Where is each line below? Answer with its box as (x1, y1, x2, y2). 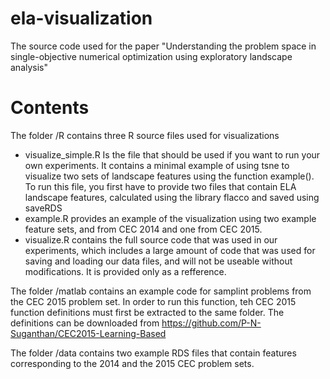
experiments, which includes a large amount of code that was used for (24, 244, 316, 256)
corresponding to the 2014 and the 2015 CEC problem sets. (10, 357, 255, 369)
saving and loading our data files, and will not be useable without (24, 255, 293, 267)
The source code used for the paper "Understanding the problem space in (10, 40, 317, 52)
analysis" (10, 61, 49, 73)
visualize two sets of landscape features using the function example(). (24, 170, 315, 182)
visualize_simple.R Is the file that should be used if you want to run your (24, 148, 321, 161)
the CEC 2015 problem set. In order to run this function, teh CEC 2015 (10, 295, 297, 307)
